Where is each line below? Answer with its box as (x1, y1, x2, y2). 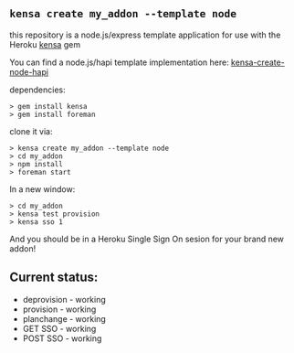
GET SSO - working (22, 323, 97, 334)
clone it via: (9, 125, 53, 136)
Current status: (9, 270, 99, 285)
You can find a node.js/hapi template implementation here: (9, 57, 230, 68)
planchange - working (22, 313, 107, 324)
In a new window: (9, 183, 76, 195)
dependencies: (9, 84, 66, 95)
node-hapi (9, 66, 48, 77)
